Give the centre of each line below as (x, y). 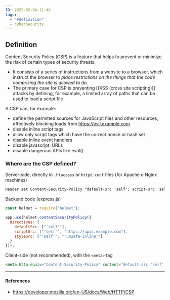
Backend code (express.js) (33, 199)
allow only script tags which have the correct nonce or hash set (79, 135)
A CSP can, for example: (31, 109)
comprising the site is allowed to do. (50, 83)
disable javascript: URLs (38, 145)
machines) (16, 180)
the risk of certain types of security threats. (51, 62)
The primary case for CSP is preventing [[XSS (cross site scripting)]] (84, 88)
